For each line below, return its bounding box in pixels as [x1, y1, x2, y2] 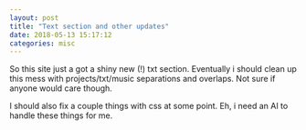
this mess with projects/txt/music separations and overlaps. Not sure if [9, 74, 276, 85]
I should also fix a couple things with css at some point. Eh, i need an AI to [9, 101, 289, 112]
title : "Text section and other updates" [9, 22, 170, 31]
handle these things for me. [9, 110, 113, 121]
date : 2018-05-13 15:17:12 [9, 30, 112, 39]
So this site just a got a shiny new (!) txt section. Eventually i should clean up [9, 64, 297, 75]
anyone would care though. [9, 83, 112, 94]
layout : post [9, 13, 59, 23]
